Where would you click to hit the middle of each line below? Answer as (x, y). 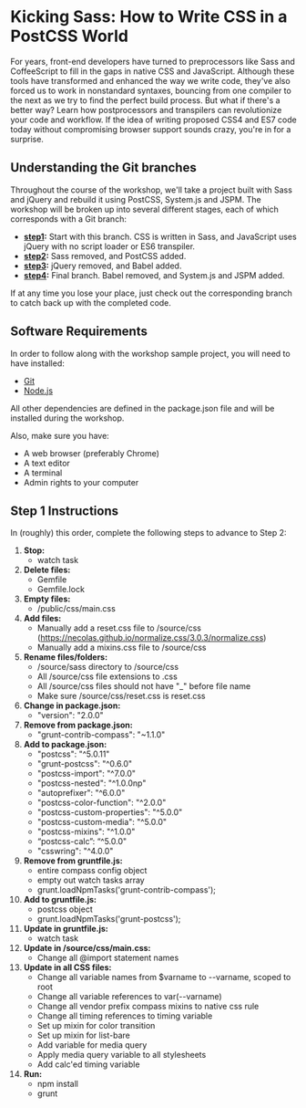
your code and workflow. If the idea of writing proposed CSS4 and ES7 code (153, 120)
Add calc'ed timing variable (88, 1064)
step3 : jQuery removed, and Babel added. (102, 266)
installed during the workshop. (67, 418)
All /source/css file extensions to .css (107, 676)
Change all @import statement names (108, 958)
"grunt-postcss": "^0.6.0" (85, 764)
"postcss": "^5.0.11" (73, 754)
